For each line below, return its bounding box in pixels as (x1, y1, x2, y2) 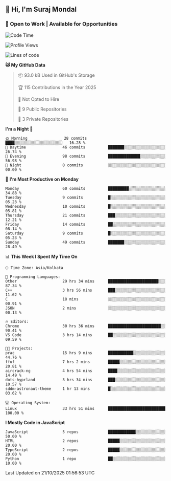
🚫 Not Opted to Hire (17, 96, 60, 102)
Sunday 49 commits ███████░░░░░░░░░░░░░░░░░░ (5, 239, 166, 245)
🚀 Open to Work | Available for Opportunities (5, 20, 118, 28)
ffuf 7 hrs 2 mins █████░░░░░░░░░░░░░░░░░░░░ (5, 359, 166, 364)
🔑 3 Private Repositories (17, 116, 69, 122)
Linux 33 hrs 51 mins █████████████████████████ (5, 406, 166, 411)
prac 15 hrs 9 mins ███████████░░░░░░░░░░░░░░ (5, 350, 166, 356)
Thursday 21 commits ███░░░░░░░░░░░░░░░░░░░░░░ (5, 213, 166, 218)
